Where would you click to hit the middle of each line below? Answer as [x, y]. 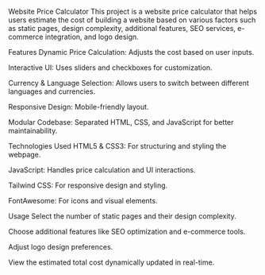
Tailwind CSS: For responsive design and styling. [88, 185]
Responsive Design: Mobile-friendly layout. [79, 107]
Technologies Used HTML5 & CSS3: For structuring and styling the [117, 146]
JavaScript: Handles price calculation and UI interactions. [102, 170]
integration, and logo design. [92, 37]
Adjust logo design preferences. [61, 247]
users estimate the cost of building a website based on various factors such [132, 20]
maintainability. [33, 131]
